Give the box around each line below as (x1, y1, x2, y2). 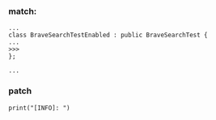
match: (8, 6, 37, 17)
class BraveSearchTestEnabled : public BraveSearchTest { (8, 31, 208, 40)
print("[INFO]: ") (8, 104, 70, 112)
